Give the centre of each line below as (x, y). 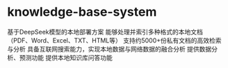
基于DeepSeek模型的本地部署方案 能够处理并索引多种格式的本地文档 (105, 32)
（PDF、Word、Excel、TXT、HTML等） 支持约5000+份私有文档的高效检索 (114, 40)
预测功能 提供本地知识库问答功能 (66, 57)
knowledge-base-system (82, 12)
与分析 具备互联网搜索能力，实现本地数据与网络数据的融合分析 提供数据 (109, 49)
